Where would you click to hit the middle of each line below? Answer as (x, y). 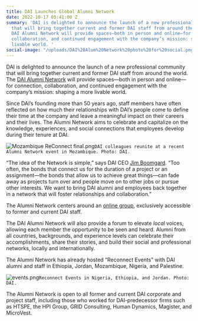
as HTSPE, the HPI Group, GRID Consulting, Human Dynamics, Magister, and (99, 306)
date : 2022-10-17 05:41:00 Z (42, 17)
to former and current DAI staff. (44, 212)
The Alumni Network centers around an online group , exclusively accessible (98, 205)
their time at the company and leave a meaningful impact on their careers (95, 116)
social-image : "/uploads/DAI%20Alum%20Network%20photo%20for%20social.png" (101, 50)
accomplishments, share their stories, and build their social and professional (99, 242)
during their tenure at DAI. (37, 135)
